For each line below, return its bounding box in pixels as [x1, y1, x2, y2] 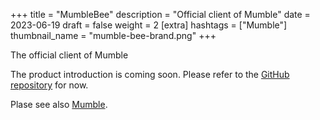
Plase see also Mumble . [10, 99, 108, 110]
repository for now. [10, 79, 89, 91]
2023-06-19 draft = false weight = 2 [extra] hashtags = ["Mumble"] [10, 19, 288, 31]
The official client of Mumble [10, 49, 129, 61]
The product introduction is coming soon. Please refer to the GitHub [10, 69, 290, 80]
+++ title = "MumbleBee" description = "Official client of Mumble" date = [10, 9, 311, 20]
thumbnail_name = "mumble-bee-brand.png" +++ [10, 30, 217, 41]
